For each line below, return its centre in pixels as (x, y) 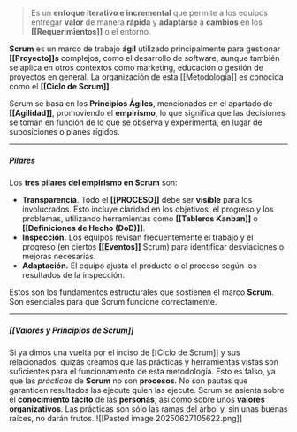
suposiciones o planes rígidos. (65, 131)
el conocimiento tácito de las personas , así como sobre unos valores (137, 399)
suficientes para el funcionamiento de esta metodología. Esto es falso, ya (142, 371)
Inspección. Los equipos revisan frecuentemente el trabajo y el (137, 237)
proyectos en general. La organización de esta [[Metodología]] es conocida (147, 77)
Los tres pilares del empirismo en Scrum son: (94, 182)
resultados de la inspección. (73, 274)
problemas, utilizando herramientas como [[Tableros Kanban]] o (140, 218)
